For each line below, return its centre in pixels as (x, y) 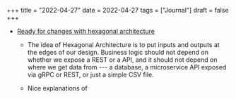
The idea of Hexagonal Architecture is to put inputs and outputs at (123, 45)
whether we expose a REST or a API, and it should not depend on (122, 60)
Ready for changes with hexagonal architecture (86, 31)
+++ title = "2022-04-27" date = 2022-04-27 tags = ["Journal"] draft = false (118, 10)
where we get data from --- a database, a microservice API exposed (127, 67)
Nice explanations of (57, 88)
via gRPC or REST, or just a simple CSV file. (90, 74)
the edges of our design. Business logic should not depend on (118, 52)
